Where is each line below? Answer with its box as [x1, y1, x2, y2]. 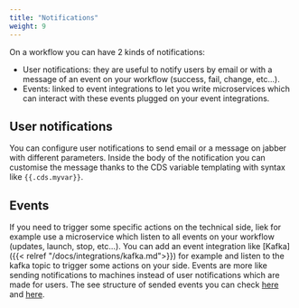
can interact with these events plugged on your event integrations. [22, 92, 270, 104]
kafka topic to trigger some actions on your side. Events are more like [9, 260, 268, 271]
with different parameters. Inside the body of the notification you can [9, 153, 266, 163]
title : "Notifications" [9, 13, 99, 23]
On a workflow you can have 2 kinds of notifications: [9, 46, 206, 57]
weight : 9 [9, 22, 47, 31]
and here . [9, 289, 45, 300]
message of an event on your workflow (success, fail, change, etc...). [22, 73, 280, 84]
